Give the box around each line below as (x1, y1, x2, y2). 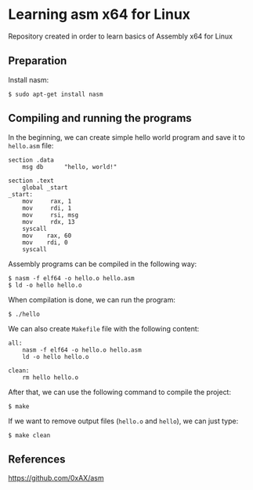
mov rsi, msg (22, 210, 79, 219)
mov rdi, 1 (22, 204, 72, 212)
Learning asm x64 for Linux (8, 5, 190, 24)
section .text (8, 177, 55, 185)
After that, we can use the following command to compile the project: (8, 387, 231, 397)
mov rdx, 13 (22, 218, 76, 225)
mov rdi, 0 (22, 238, 68, 247)
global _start (22, 183, 68, 192)
